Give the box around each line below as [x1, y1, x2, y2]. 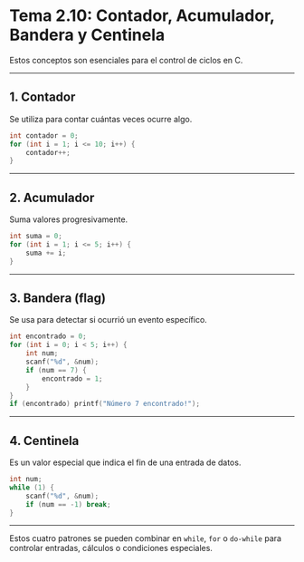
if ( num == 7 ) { [25, 365, 88, 374]
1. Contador [9, 90, 76, 105]
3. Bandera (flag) [9, 290, 107, 305]
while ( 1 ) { [9, 482, 54, 492]
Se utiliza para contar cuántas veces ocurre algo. [9, 113, 193, 124]
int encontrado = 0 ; [9, 332, 88, 341]
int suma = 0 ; [9, 232, 63, 241]
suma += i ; [25, 248, 67, 257]
